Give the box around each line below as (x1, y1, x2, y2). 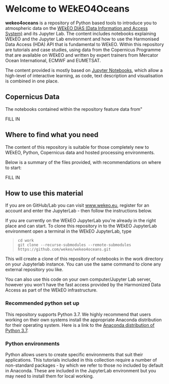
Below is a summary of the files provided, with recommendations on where (5, 159, 161, 165)
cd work (17, 238, 34, 243)
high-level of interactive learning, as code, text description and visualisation (5, 72, 163, 78)
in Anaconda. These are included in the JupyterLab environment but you (5, 367, 156, 373)
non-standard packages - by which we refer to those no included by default (5, 362, 163, 368)
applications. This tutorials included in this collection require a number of (5, 357, 157, 363)
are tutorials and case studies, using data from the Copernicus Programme (5, 47, 161, 53)
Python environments (5, 340, 60, 347)
